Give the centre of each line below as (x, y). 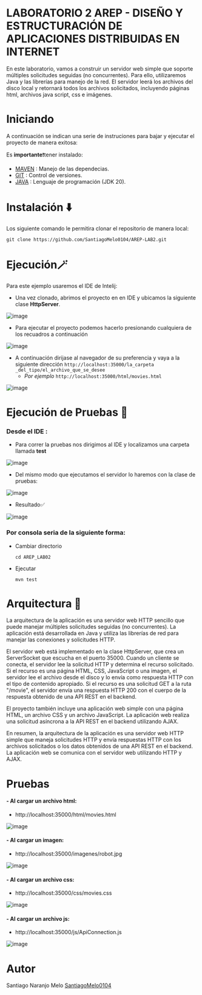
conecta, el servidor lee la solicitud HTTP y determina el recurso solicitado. (100, 665)
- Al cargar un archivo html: (42, 801)
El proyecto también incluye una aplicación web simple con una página (95, 708)
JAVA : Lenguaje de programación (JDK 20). (70, 181)
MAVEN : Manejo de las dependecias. (62, 169)
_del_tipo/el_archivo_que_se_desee (60, 370)
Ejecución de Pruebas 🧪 (67, 412)
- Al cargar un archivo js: (38, 918)
